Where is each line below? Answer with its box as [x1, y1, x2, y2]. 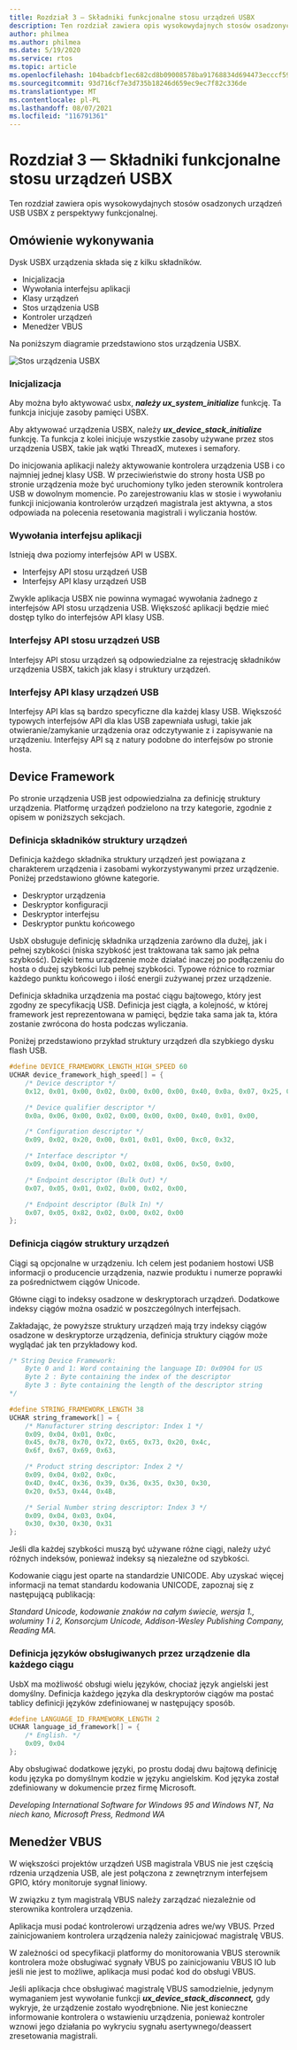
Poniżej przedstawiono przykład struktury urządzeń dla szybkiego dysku [9, 1036, 275, 1047]
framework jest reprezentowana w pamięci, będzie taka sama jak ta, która [9, 1009, 278, 1020]
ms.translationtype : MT [9, 87, 97, 96]
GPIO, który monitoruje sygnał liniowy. [9, 1876, 148, 1888]
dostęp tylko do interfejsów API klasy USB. [9, 612, 165, 623]
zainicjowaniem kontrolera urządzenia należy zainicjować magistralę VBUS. [9, 1929, 285, 1941]
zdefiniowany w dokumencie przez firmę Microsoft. [9, 1782, 197, 1793]
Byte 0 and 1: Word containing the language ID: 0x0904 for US [25, 1364, 263, 1374]
